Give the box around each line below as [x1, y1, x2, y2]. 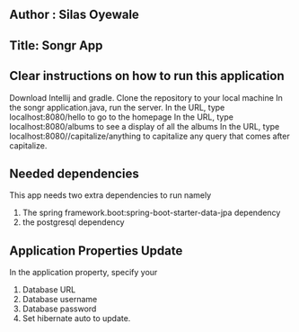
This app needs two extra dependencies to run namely [9, 190, 212, 201]
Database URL [22, 284, 76, 295]
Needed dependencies [9, 166, 139, 181]
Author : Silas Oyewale [9, 7, 139, 22]
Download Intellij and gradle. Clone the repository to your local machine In [9, 92, 283, 103]
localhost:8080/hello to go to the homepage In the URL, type [9, 112, 233, 122]
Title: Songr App [9, 38, 103, 53]
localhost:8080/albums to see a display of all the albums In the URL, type [9, 121, 280, 131]
